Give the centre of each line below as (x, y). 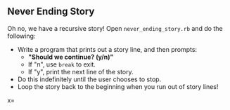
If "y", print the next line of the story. (81, 71)
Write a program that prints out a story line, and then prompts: (107, 49)
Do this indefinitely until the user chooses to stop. (89, 79)
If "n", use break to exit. (62, 64)
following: (21, 36)
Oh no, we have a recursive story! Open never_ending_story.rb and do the (115, 28)
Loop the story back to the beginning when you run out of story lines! (118, 86)
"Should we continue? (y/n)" (71, 57)
